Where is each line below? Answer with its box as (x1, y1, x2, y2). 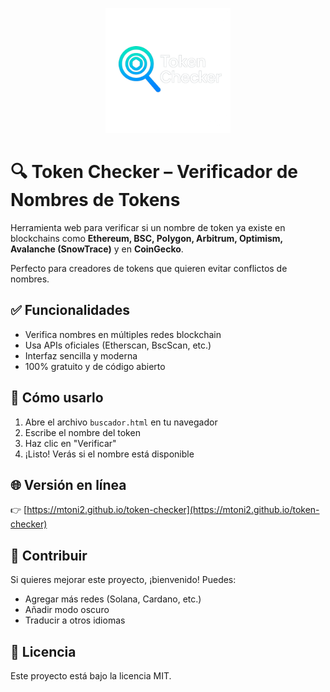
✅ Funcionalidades (10, 302, 131, 319)
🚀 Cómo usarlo (10, 389, 104, 407)
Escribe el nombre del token (24, 426, 141, 438)
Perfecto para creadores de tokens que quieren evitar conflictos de (10, 262, 288, 274)
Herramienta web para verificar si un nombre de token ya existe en (10, 221, 286, 233)
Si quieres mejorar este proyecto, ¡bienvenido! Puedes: (10, 574, 237, 586)
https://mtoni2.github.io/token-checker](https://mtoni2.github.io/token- (26, 504, 320, 516)
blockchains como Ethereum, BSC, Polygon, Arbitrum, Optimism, (10, 232, 283, 244)
